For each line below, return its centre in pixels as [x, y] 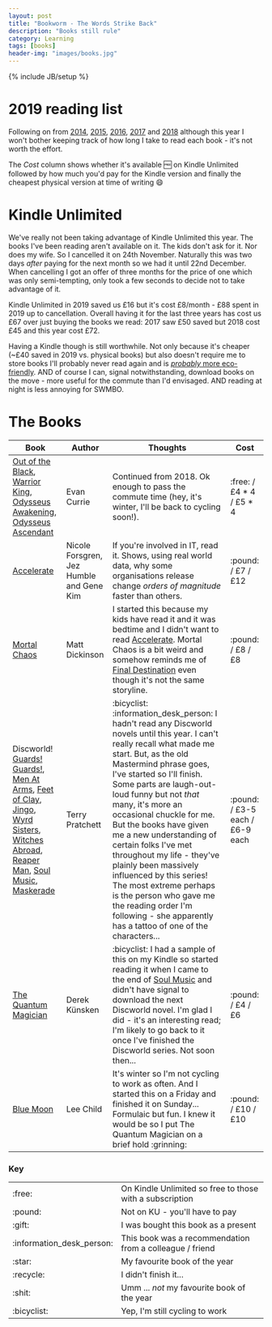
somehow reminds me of [159, 659]
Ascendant [33, 532]
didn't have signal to [151, 989]
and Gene [85, 585]
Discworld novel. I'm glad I [162, 1010]
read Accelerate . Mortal [157, 639]
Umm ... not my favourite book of [183, 1288]
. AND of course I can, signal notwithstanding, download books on [144, 372]
